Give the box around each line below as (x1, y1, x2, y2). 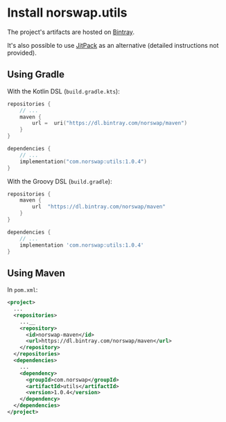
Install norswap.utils (7, 5, 128, 21)
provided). (7, 49, 37, 57)
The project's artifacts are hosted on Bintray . (7, 28, 135, 36)
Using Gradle (7, 69, 64, 80)
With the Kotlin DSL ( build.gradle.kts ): (7, 87, 120, 95)
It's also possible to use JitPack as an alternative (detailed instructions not (7, 41, 219, 49)
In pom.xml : (7, 285, 38, 294)
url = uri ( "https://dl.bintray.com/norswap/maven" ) (32, 120, 188, 127)
